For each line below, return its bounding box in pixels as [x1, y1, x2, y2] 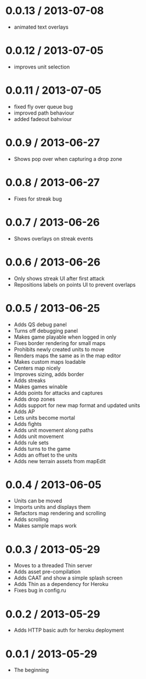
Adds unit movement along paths [13, 426, 94, 433]
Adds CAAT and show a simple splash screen [13, 574, 123, 581]
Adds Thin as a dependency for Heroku [13, 581, 109, 588]
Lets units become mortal [13, 414, 75, 421]
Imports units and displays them [13, 504, 91, 511]
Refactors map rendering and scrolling [13, 510, 106, 517]
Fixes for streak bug [13, 195, 62, 202]
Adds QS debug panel [13, 320, 67, 328]
